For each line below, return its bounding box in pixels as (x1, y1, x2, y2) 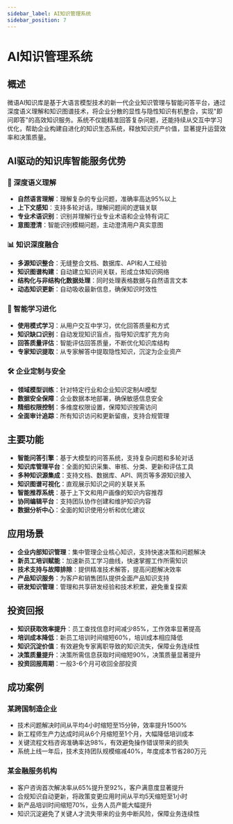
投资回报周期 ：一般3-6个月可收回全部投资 (17, 659, 137, 667)
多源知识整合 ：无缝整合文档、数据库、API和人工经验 (17, 259, 168, 267)
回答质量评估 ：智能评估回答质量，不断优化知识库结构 (17, 338, 170, 347)
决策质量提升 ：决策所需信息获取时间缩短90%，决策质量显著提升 (17, 650, 202, 659)
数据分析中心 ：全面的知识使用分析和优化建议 (17, 505, 146, 514)
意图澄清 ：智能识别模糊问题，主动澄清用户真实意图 (17, 221, 164, 229)
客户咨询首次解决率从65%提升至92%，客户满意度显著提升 (17, 783, 184, 791)
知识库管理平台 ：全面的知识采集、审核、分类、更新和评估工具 (17, 462, 194, 471)
